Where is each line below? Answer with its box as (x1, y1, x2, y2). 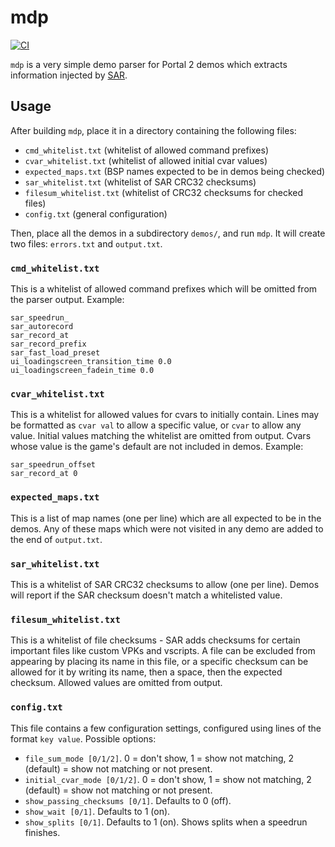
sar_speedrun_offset (10, 460, 97, 470)
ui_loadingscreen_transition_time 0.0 (10, 357, 172, 367)
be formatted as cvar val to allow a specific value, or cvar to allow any (10, 419, 302, 431)
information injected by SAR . (10, 69, 128, 81)
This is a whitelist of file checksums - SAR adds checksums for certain (10, 634, 301, 646)
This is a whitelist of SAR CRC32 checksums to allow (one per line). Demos (10, 578, 320, 590)
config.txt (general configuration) (24, 207, 168, 220)
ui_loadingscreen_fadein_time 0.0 (10, 366, 155, 376)
